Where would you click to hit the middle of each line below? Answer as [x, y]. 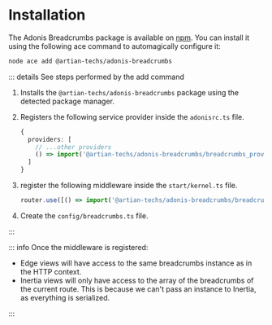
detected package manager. [67, 101]
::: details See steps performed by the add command [96, 77]
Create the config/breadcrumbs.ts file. [84, 215]
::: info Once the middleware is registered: [78, 247]
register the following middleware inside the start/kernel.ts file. [129, 186]
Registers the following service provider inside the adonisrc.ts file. [132, 116]
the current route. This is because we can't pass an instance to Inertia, [138, 289]
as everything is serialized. [65, 297]
